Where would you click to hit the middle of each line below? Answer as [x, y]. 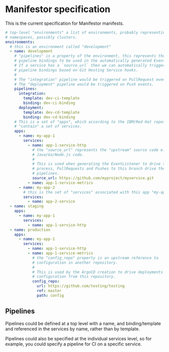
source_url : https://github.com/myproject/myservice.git [93, 178]
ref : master [49, 291]
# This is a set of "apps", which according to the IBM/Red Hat [83, 122]
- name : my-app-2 [37, 187]
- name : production [30, 230]
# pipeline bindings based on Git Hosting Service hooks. [76, 70]
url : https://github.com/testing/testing [81, 286]
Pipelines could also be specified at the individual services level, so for [78, 338]
